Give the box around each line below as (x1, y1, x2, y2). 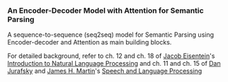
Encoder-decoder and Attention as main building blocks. (7, 38, 172, 47)
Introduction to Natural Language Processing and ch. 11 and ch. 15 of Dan (7, 59, 221, 68)
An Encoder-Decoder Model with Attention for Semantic (7, 6, 204, 16)
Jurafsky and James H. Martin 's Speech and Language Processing (7, 66, 203, 76)
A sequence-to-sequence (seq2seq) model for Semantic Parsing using (7, 30, 215, 39)
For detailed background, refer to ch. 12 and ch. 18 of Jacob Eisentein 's (7, 52, 215, 60)
